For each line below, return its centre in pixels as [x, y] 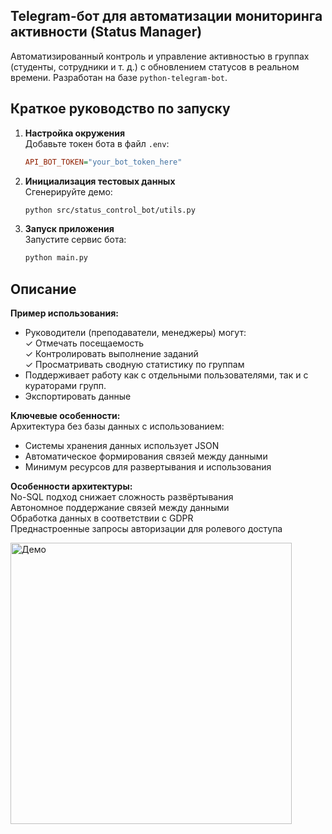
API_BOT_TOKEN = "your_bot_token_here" [103, 162]
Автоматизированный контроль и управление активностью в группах [160, 56]
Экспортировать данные [78, 396]
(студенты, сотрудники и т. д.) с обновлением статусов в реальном [155, 66]
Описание [43, 289]
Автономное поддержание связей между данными [120, 508]
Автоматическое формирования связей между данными [146, 456]
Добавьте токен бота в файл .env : [97, 143]
